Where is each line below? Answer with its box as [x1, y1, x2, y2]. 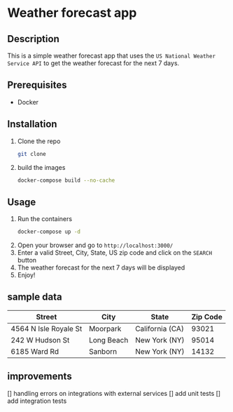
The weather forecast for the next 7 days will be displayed [17, 263, 185, 272]
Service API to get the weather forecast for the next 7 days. [7, 59, 180, 67]
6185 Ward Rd [10, 346, 59, 356]
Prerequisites [7, 79, 67, 91]
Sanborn [88, 346, 118, 356]
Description [7, 33, 59, 45]
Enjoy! [17, 271, 36, 279]
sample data [7, 291, 62, 303]
